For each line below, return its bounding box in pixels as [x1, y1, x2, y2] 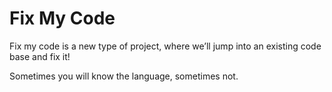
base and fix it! [9, 50, 71, 62]
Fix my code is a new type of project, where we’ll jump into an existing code [9, 40, 322, 52]
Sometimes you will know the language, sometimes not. [9, 70, 239, 82]
